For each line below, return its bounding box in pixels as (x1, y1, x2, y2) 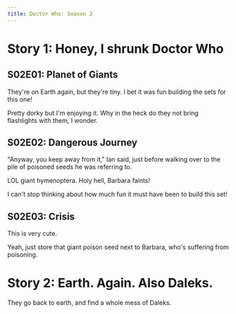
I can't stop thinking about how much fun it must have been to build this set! (7, 190, 228, 198)
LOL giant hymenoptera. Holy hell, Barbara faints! (7, 176, 150, 185)
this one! (7, 95, 33, 103)
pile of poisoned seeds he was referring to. (7, 163, 132, 171)
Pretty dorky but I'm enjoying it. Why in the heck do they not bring (7, 109, 199, 117)
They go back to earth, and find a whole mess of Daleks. (7, 298, 172, 307)
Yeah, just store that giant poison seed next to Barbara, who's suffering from (7, 243, 229, 251)
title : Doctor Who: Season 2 (7, 10, 93, 18)
